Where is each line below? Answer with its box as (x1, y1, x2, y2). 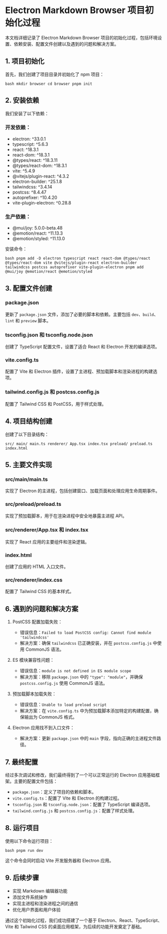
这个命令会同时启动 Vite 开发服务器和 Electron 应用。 (5, 857, 114, 863)
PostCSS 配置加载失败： (12, 619, 63, 625)
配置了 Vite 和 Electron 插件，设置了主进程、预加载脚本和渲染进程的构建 (5, 368, 153, 375)
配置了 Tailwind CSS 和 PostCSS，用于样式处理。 (5, 401, 106, 407)
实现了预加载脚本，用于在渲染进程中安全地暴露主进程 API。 (5, 512, 127, 519)
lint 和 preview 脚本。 (5, 317, 51, 323)
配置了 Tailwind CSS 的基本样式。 (5, 589, 74, 595)
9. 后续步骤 (5, 873, 39, 882)
